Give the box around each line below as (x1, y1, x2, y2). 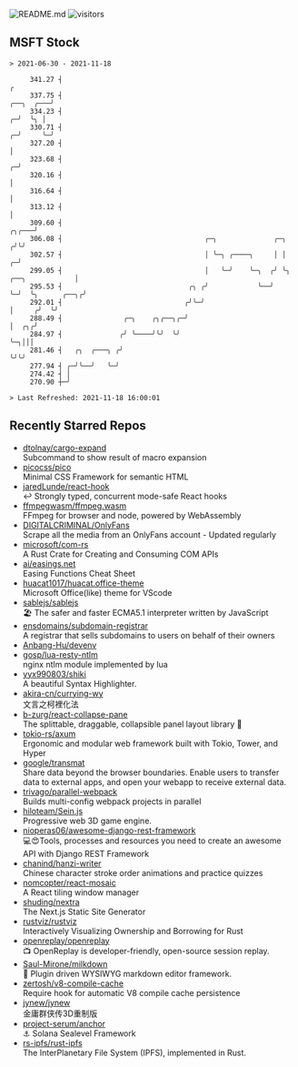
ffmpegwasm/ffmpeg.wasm (22, 500, 127, 511)
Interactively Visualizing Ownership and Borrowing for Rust (22, 925, 243, 936)
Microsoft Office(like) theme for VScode (22, 587, 173, 598)
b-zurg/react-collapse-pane (22, 709, 129, 720)
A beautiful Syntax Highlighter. (22, 678, 137, 689)
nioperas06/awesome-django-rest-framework (22, 824, 196, 836)
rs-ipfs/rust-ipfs (22, 1037, 84, 1048)
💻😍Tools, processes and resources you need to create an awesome (22, 835, 282, 846)
